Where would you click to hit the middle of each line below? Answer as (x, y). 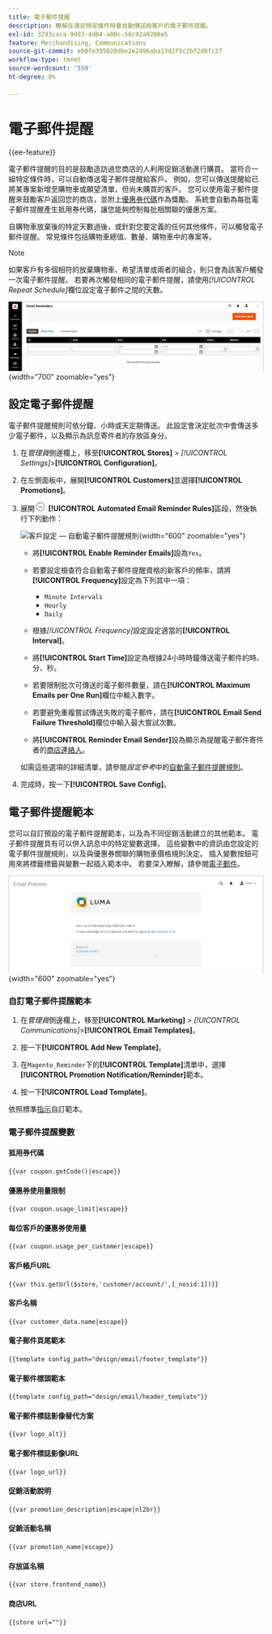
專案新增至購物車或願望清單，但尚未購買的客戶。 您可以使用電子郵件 (137, 189)
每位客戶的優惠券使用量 (47, 1228)
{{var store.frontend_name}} (57, 1585)
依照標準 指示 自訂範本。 (47, 1108)
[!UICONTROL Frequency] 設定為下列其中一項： (112, 580)
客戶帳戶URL (30, 1266)
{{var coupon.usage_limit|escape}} (68, 1209)
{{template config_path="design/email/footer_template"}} (108, 1360)
